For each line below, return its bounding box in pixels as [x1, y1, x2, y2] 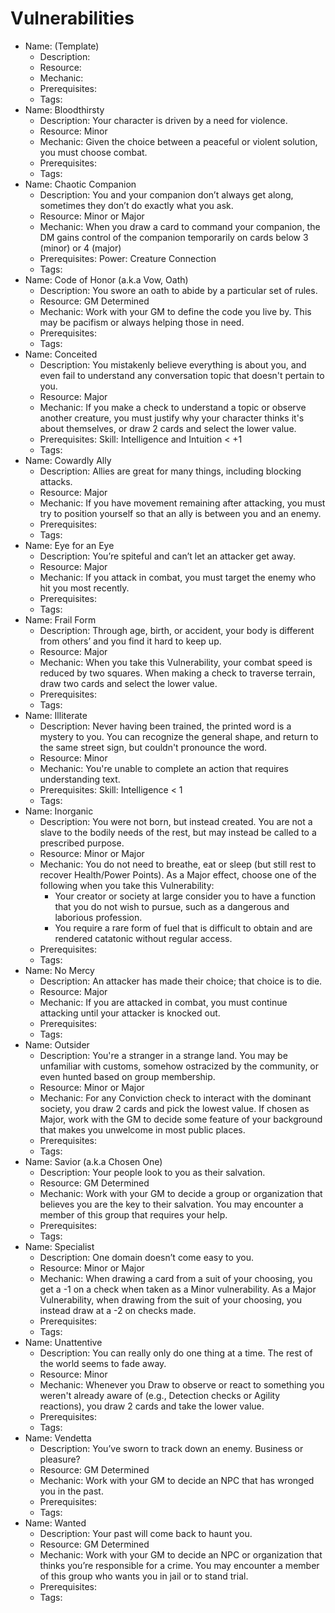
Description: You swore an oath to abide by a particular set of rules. [39, 284, 318, 296]
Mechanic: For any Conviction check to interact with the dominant [39, 1092, 312, 1104]
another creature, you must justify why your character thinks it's [39, 412, 305, 424]
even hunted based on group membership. [39, 1070, 216, 1082]
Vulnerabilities [10, 7, 135, 30]
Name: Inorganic [24, 805, 94, 817]
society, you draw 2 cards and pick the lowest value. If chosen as [39, 1102, 310, 1114]
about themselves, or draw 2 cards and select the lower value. [39, 422, 297, 434]
